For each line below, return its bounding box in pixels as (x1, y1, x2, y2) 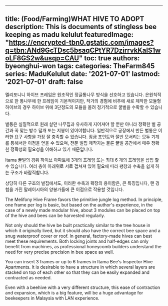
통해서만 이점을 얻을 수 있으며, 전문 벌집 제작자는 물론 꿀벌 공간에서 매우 (10, 140, 150, 146)
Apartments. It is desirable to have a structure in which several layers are (5, 264, 155, 270)
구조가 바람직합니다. (10, 169, 49, 175)
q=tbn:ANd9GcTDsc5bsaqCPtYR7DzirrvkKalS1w (5, 46, 161, 55)
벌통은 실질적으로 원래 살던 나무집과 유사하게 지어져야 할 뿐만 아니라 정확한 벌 (5, 121, 156, 127)
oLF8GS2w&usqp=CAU (5, 54, 79, 63)
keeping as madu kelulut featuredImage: (5, 31, 134, 39)
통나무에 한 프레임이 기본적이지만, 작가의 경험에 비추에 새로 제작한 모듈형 (19, 97, 161, 104)
